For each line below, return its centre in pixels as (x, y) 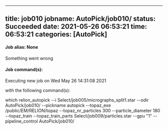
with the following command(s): (38, 90)
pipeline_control (22, 121)
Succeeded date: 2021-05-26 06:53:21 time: (76, 27)
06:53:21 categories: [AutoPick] (56, 35)
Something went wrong (29, 58)
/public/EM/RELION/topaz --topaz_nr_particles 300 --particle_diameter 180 (83, 111)
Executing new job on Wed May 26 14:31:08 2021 (56, 81)
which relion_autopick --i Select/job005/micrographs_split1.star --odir (77, 100)
